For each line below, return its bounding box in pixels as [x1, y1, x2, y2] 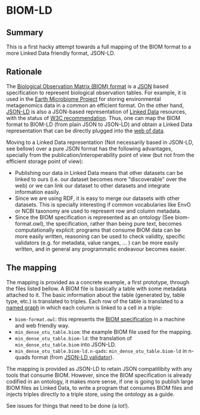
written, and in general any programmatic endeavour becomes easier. [14, 245, 186, 253]
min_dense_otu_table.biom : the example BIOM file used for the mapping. [14, 328, 192, 335]
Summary [6, 27, 44, 38]
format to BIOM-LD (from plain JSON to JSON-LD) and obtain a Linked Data [6, 121, 193, 128]
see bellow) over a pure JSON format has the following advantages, [6, 145, 173, 152]
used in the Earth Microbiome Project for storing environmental [6, 95, 161, 102]
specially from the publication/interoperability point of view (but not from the [6, 151, 195, 158]
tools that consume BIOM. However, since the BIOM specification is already [6, 371, 192, 379]
